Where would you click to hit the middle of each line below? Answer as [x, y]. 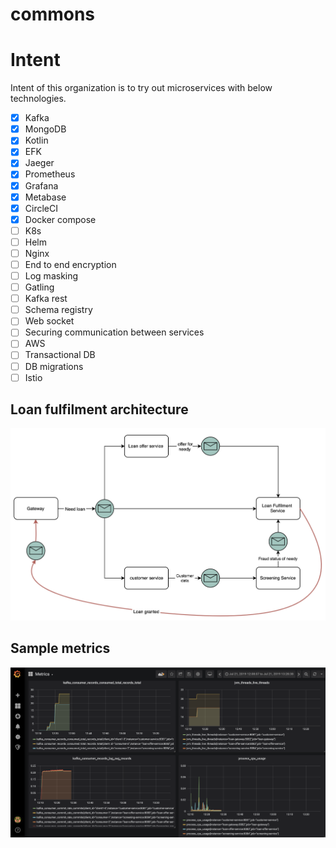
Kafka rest [46, 299]
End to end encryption [70, 264]
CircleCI [41, 208]
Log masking [51, 276]
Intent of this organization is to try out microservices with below [141, 88]
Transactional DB [60, 355]
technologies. [38, 99]
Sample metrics [60, 648]
